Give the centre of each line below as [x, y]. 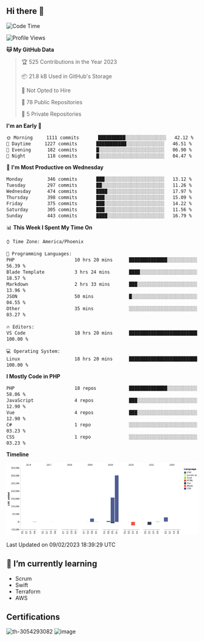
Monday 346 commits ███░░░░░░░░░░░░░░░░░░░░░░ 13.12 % [99, 179]
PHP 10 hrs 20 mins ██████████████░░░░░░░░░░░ [102, 260]
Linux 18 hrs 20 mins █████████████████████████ [102, 359]
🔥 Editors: [20, 327]
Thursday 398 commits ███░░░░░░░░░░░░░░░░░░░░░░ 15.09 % [99, 197]
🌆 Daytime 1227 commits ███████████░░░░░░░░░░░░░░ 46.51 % [99, 144]
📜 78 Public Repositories [52, 102]
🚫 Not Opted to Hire [46, 90]
